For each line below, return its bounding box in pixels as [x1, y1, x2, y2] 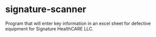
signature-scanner [5, 4, 86, 15]
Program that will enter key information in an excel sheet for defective [5, 20, 151, 26]
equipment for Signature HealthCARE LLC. [5, 25, 94, 31]
